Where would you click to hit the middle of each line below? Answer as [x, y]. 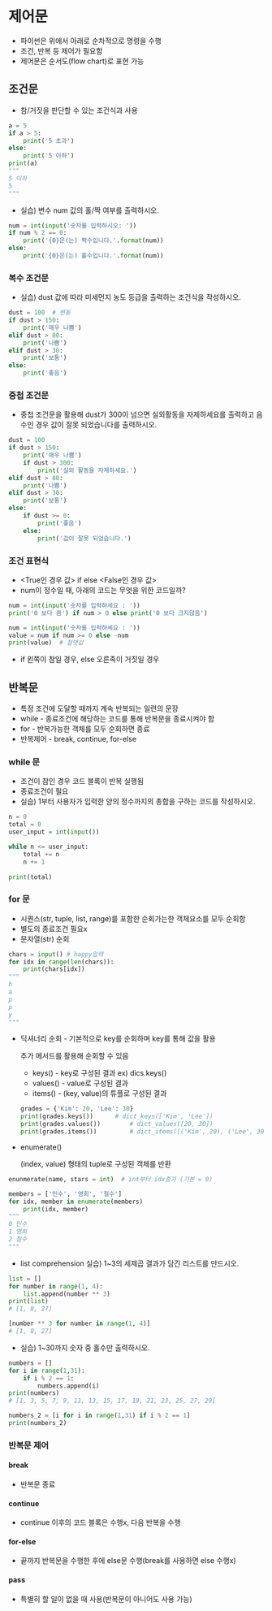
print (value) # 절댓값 [46, 643]
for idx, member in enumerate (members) [76, 1202]
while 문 [24, 762]
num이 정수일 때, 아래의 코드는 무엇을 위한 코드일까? [103, 590]
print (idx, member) [56, 1209]
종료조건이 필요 [44, 791]
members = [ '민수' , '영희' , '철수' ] [65, 1194]
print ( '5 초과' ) [49, 141]
